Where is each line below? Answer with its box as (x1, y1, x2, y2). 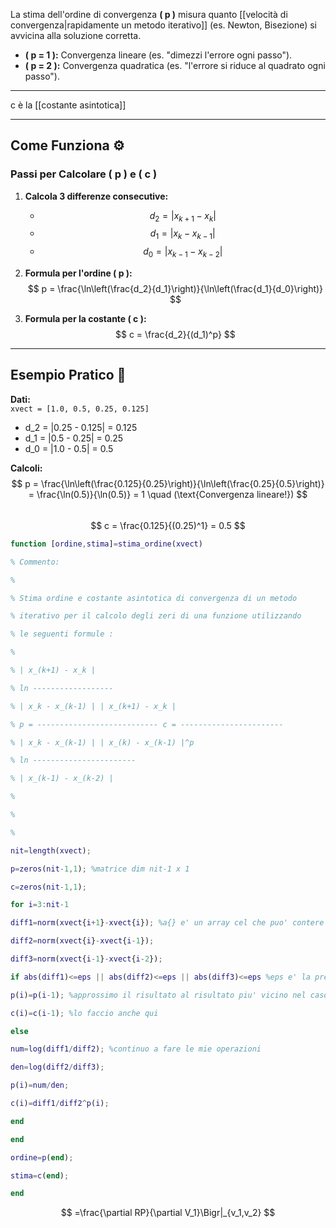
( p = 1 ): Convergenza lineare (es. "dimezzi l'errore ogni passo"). (24, 49, 293, 61)
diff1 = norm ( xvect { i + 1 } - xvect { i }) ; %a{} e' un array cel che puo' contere (10, 918, 325, 928)
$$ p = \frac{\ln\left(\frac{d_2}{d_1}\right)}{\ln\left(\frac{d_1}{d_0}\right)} (27, 283, 324, 295)
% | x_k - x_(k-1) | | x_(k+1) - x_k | (10, 701, 177, 711)
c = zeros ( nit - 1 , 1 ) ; (10, 882, 87, 892)
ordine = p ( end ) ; (10, 1152, 74, 1163)
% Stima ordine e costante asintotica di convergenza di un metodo (10, 593, 298, 603)
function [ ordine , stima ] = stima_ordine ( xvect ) (10, 539, 203, 549)
